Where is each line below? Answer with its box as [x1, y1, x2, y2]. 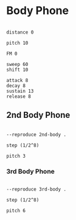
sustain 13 [6, 88, 34, 94]
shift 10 [6, 67, 29, 73]
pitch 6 [6, 208, 26, 214]
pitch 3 [6, 153, 26, 159]
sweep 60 [6, 61, 29, 67]
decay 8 [6, 82, 26, 89]
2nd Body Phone [6, 110, 71, 120]
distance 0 [6, 29, 34, 35]
